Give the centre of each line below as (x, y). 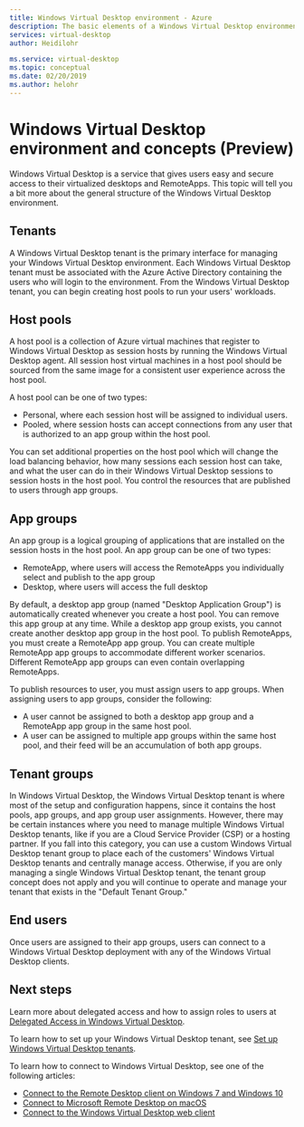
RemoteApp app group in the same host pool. (107, 726)
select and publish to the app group (89, 578)
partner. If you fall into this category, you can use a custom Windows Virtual (151, 844)
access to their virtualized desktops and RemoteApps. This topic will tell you (151, 183)
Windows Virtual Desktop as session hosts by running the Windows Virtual (148, 351)
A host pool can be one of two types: (78, 397)
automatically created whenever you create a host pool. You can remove (144, 614)
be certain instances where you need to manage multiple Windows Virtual (147, 824)
